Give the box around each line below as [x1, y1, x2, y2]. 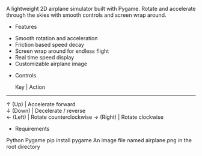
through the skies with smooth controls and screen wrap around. [6, 11, 167, 19]
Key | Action [14, 83, 46, 91]
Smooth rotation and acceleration [14, 35, 98, 41]
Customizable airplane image [14, 60, 88, 67]
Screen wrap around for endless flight [14, 47, 109, 55]
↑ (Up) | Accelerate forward [6, 101, 76, 107]
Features [14, 23, 37, 30]
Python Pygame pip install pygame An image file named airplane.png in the [6, 137, 192, 143]
